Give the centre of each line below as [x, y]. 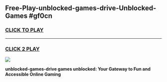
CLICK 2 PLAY [22, 49]
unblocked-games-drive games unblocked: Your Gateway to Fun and [78, 69]
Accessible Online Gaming [33, 74]
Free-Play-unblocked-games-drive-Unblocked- [81, 8]
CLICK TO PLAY [24, 30]
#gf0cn [41, 16]
